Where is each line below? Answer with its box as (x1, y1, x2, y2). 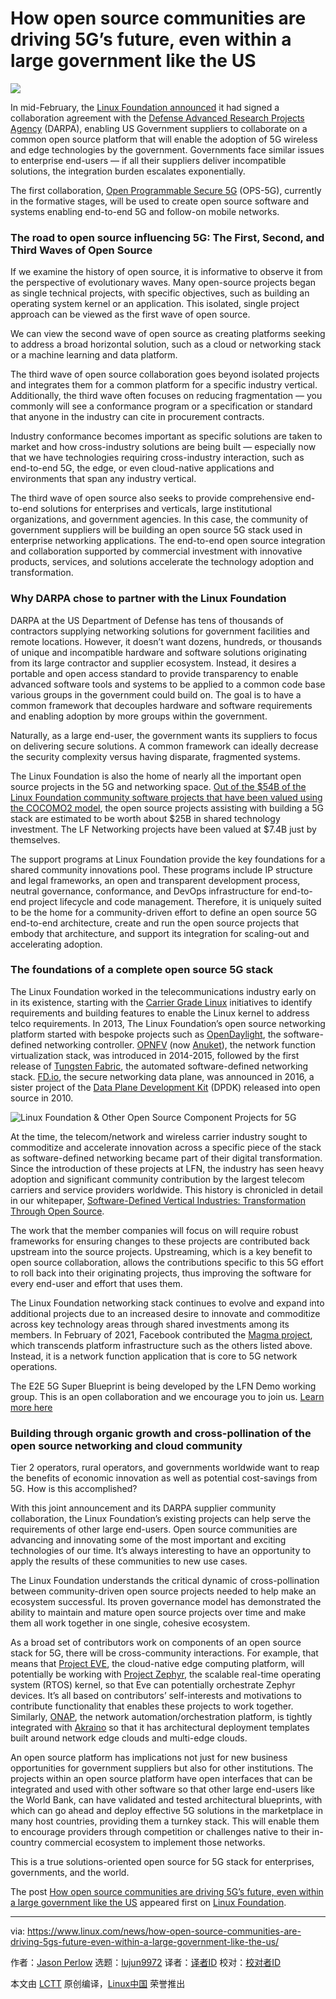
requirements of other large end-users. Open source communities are (10, 1523, 298, 1536)
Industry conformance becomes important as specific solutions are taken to (10, 430, 323, 442)
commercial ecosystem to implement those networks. (44, 1837, 266, 1849)
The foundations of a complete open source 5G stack (10, 963, 274, 977)
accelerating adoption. (10, 938, 103, 950)
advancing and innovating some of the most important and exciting (10, 1534, 287, 1546)
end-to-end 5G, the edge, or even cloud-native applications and (10, 462, 275, 474)
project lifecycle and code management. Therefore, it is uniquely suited (28, 895, 322, 907)
